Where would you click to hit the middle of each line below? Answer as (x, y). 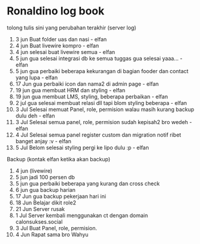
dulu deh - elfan (35, 116)
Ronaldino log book (56, 11)
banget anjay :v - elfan (43, 141)
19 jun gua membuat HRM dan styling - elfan (70, 90)
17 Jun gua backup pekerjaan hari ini (61, 196)
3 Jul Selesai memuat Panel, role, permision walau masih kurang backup (105, 109)
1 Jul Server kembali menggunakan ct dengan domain (82, 215)
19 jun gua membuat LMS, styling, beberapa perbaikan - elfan (92, 97)
